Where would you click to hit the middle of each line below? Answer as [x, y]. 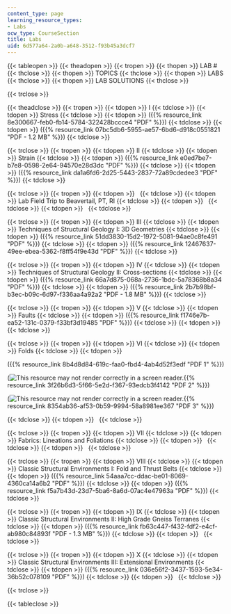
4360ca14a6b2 [29, 483]
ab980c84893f [29, 534]
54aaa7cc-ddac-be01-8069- [148, 476]
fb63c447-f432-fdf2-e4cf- [178, 526]
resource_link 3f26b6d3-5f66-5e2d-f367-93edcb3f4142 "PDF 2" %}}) [109, 385]
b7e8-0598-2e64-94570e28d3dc [56, 165]
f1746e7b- [195, 315]
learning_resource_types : [45, 20]
